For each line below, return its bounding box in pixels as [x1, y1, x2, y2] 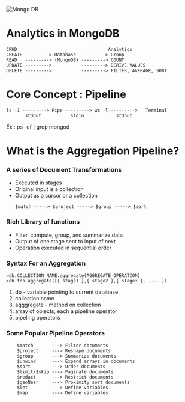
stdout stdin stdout [25, 112, 133, 118]
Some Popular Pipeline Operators [6, 329, 105, 337]
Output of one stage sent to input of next [14, 237, 116, 245]
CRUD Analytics [6, 46, 133, 52]
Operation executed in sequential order [14, 244, 112, 251]
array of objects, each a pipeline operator [14, 307, 118, 315]
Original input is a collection [14, 186, 84, 193]
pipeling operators [14, 314, 60, 321]
